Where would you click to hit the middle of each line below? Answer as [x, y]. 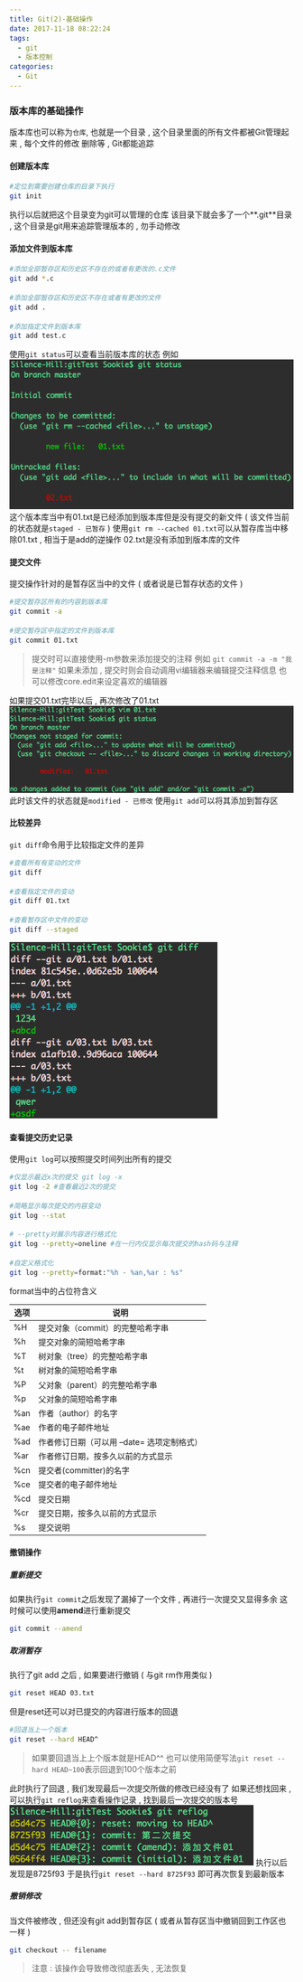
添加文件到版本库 [41, 248]
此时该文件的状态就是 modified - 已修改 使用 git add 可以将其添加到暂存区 [144, 800]
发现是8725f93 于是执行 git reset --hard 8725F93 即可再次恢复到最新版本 [147, 1873]
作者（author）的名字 [78, 1413]
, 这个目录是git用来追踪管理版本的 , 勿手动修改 [95, 226]
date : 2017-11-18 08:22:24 [60, 28]
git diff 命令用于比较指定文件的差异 [77, 845]
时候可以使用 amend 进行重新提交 [70, 1610]
